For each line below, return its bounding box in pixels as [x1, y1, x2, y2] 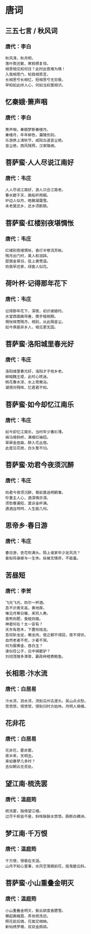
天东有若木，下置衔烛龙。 [5, 627, 51, 632]
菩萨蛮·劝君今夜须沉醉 [5, 460, 74, 470]
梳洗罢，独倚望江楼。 [5, 809, 43, 814]
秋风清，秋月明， [5, 55, 36, 61]
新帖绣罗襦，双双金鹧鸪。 [5, 924, 51, 929]
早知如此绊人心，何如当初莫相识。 [5, 82, 66, 88]
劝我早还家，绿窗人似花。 [5, 264, 51, 269]
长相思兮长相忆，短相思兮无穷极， [5, 77, 66, 82]
